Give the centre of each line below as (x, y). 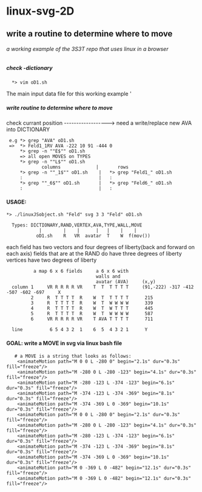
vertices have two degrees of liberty (52, 260)
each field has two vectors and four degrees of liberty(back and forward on (101, 247)
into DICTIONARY (28, 129)
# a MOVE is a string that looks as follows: (73, 356)
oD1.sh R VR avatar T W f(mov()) (93, 236)
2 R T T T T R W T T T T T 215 (92, 298)
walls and (108, 277)
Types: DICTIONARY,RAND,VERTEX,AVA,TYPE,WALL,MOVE (77, 225)
